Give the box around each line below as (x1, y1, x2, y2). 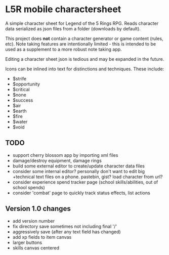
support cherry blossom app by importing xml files (12, 152, 118, 158)
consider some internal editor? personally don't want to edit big (12, 168, 145, 174)
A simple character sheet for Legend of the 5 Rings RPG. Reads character (5, 20, 158, 26)
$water (12, 118, 28, 124)
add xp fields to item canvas (12, 234, 72, 240)
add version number (12, 218, 55, 224)
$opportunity (12, 81, 40, 87)
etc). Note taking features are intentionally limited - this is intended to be (5, 40, 156, 47)
